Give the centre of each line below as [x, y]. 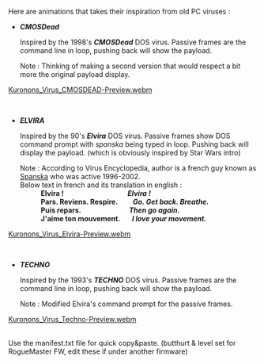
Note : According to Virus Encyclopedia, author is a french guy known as [138, 168]
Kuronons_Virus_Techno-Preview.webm [72, 319]
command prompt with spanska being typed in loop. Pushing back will [134, 144]
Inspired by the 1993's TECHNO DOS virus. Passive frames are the [128, 280]
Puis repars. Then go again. [110, 210]
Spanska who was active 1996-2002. [80, 176]
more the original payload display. [75, 74]
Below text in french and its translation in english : [101, 185]
